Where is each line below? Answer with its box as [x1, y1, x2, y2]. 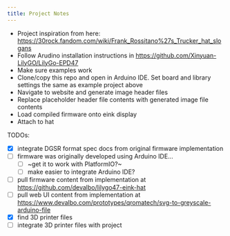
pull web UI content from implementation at [17, 190, 141, 199]
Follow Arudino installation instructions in [17, 51, 135, 60]
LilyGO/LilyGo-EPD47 [17, 58, 79, 66]
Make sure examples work [17, 66, 93, 74]
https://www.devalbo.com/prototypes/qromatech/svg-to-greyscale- [17, 199, 211, 206]
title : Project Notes [7, 10, 70, 17]
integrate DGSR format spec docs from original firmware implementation [17, 144, 224, 152]
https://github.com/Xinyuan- [135, 51, 217, 60]
